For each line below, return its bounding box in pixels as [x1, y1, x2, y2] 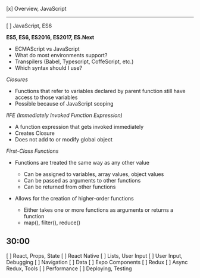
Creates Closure [14, 129, 55, 137]
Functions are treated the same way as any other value [14, 159, 150, 166]
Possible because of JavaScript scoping [14, 100, 114, 107]
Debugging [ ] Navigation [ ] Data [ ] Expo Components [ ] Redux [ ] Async [6, 258, 188, 265]
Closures [6, 76, 29, 83]
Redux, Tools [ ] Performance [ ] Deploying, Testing [6, 265, 132, 272]
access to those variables [14, 94, 78, 101]
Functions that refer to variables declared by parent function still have [14, 88, 186, 94]
